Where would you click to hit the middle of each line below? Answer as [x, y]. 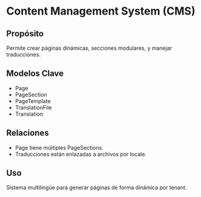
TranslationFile [33, 107]
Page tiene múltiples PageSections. [59, 147]
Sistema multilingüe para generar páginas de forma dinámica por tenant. [97, 188]
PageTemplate [33, 101]
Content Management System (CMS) [101, 11]
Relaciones [28, 133]
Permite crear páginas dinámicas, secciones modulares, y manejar [89, 48]
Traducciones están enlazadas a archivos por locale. [81, 154]
